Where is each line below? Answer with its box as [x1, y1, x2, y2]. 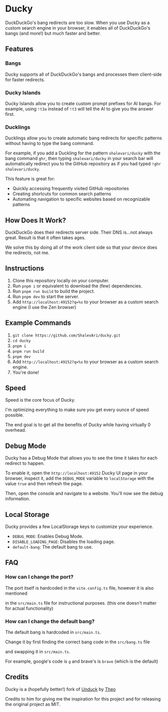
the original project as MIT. [5, 701, 61, 707]
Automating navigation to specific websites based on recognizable [12, 196, 150, 202]
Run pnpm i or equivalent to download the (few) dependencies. [12, 283, 142, 289]
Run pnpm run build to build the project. [12, 288, 95, 294]
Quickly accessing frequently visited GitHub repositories [12, 186, 129, 192]
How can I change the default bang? [5, 618, 95, 625]
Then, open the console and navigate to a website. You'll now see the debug [5, 490, 163, 496]
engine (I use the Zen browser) [12, 304, 77, 310]
